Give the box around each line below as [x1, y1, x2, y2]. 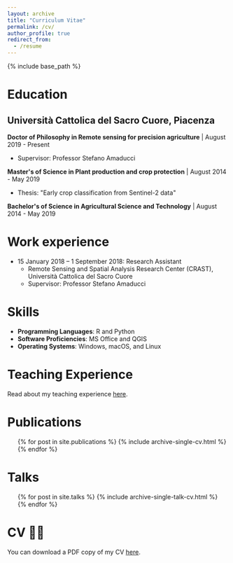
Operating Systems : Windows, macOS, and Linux [17, 342, 162, 350]
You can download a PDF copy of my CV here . [7, 548, 141, 556]
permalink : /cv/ [7, 23, 55, 30]
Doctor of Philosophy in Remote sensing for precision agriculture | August [7, 133, 226, 141]
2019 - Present [7, 141, 50, 148]
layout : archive [7, 10, 55, 18]
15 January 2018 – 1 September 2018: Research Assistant [17, 257, 182, 265]
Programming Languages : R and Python [17, 327, 135, 335]
